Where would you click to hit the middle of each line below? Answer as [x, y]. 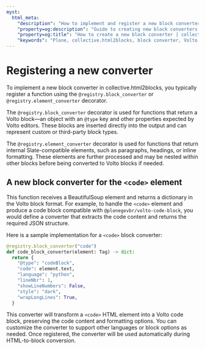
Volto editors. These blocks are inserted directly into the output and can [97, 125]
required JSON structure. [38, 223]
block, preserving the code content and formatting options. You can [92, 321]
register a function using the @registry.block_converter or [80, 94]
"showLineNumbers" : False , [52, 286]
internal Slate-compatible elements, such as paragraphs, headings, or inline [101, 150]
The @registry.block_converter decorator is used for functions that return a [102, 112]
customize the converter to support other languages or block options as [97, 328]
